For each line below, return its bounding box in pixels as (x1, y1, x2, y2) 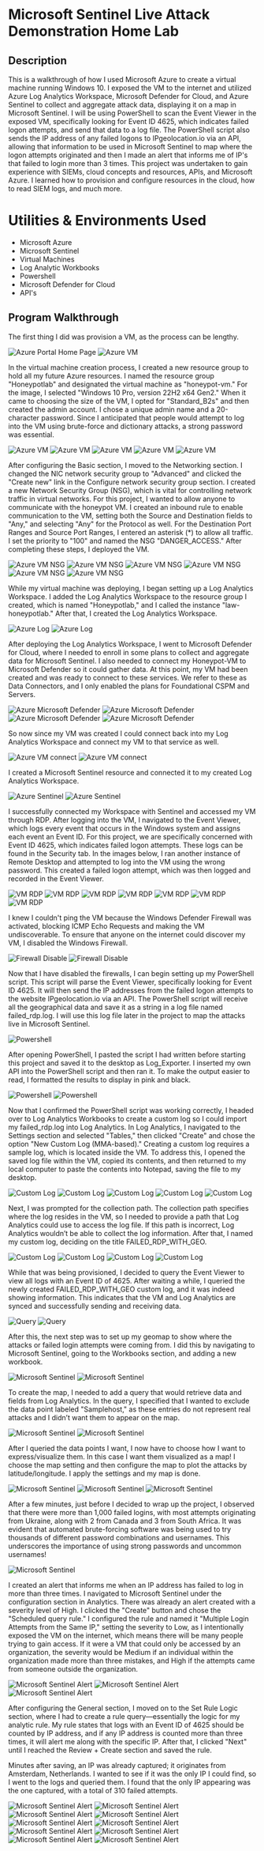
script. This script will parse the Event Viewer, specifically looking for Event (8, 977, 252, 986)
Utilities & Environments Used (8, 212, 206, 230)
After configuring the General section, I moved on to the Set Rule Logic (8, 1703, 238, 1713)
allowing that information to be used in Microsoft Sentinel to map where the (8, 142, 253, 151)
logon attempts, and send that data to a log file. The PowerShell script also (8, 125, 251, 134)
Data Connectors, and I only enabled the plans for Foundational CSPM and (8, 681, 250, 691)
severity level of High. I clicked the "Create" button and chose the (8, 1605, 221, 1615)
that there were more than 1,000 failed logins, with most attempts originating (8, 1507, 256, 1517)
